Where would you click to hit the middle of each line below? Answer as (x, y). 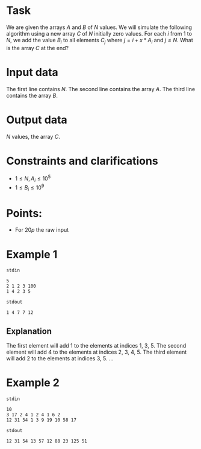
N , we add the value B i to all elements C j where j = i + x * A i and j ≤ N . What (100, 41)
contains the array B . (32, 95)
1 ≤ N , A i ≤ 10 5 (33, 179)
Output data (37, 120)
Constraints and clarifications (82, 161)
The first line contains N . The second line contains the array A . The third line (101, 89)
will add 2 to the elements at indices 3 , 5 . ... (60, 358)
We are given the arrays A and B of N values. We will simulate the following (99, 27)
